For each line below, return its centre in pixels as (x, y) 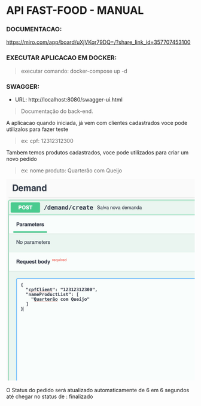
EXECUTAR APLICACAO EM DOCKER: (62, 58)
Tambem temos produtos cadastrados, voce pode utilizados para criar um (98, 153)
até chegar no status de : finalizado (50, 396)
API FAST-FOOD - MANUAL (75, 11)
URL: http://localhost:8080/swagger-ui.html (68, 100)
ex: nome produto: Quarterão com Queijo (71, 171)
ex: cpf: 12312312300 (47, 141)
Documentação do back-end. (57, 111)
